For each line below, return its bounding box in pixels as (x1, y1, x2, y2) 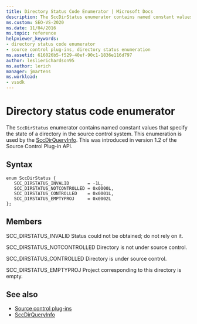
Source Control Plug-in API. (6, 142, 73, 149)
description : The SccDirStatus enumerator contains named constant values (6, 14, 193, 20)
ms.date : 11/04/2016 (6, 25, 57, 31)
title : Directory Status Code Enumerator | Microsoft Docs (6, 8, 154, 15)
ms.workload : (6, 74, 38, 80)
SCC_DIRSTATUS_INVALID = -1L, (13, 180, 104, 186)
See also (6, 289, 38, 299)
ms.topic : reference (6, 30, 57, 36)
